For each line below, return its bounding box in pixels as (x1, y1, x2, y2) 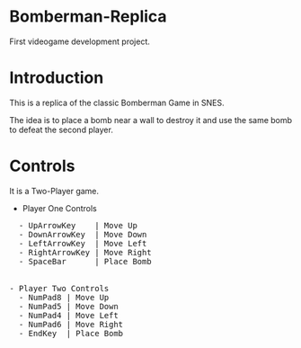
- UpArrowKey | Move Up (18, 220, 137, 230)
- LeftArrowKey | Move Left (18, 238, 147, 248)
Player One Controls (22, 202, 97, 213)
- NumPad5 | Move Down (18, 301, 119, 311)
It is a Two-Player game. (9, 185, 100, 196)
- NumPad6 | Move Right (18, 319, 124, 329)
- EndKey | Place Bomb (18, 328, 124, 338)
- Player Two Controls (9, 283, 110, 293)
